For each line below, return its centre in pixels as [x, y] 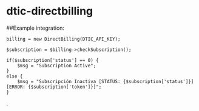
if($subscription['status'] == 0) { [52, 60]
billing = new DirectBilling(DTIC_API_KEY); [63, 39]
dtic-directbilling [50, 11]
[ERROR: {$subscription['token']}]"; [54, 87]
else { [15, 76]
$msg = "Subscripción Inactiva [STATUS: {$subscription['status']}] [106, 81]
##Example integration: [35, 28]
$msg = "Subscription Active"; [57, 66]
